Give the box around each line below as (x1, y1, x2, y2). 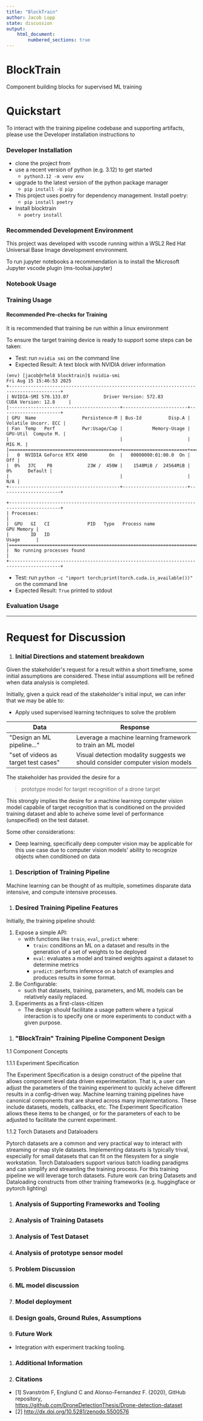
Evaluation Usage (6, 602, 59, 610)
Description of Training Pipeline (14, 868, 110, 877)
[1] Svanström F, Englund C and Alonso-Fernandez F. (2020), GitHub (14, 1389, 186, 1396)
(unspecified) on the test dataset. (6, 817, 89, 824)
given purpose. (24, 1018, 62, 1026)
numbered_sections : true (28, 37, 91, 43)
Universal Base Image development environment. (6, 246, 129, 254)
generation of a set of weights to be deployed (33, 948, 147, 955)
